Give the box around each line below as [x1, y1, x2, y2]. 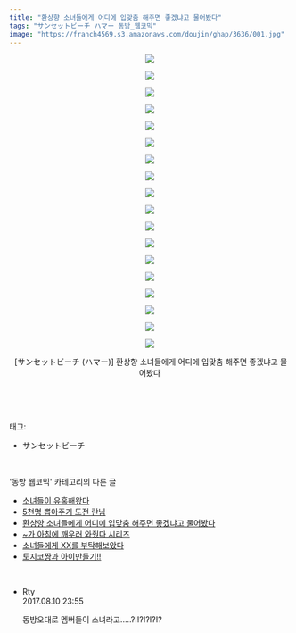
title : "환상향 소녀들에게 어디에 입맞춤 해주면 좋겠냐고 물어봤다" [9, 12, 222, 22]
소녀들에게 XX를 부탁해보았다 [21, 540, 125, 551]
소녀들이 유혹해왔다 [21, 496, 90, 506]
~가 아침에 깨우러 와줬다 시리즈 [21, 529, 131, 540]
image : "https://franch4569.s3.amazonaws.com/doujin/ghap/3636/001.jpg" [9, 29, 285, 38]
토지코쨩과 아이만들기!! [21, 551, 102, 562]
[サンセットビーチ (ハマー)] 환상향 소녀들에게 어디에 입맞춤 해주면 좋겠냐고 [14, 356, 278, 367]
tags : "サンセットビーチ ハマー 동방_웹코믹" [9, 21, 158, 30]
